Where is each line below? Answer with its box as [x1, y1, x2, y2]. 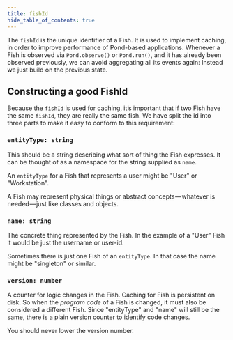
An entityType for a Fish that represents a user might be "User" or [7, 171, 197, 180]
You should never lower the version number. [7, 327, 134, 335]
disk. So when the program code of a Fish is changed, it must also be [7, 298, 206, 307]
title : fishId [7, 10, 49, 17]
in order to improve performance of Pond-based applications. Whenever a [7, 43, 220, 52]
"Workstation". [7, 178, 50, 187]
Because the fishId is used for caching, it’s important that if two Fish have [7, 104, 221, 112]
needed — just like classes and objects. [7, 199, 119, 208]
